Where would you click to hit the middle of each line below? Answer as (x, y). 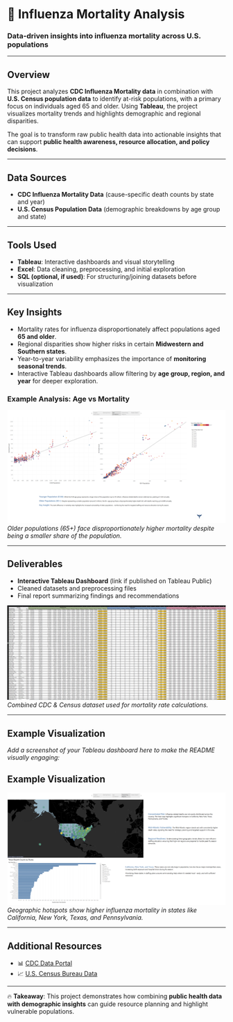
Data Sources (37, 178)
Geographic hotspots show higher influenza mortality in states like (102, 910)
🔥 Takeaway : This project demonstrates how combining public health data (115, 996)
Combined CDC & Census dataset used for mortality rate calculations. (108, 705)
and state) (32, 217)
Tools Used (32, 245)
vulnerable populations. (41, 1012)
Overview (29, 75)
